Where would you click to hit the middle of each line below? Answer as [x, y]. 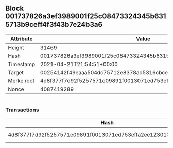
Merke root [21, 80]
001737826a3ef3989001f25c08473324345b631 [86, 17]
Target [16, 72]
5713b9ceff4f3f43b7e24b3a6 [54, 24]
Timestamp [22, 64]
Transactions [22, 110]
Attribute [21, 39]
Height [16, 47]
